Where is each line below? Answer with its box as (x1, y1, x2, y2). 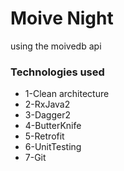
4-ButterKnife (24, 120, 82, 132)
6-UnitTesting (24, 141, 82, 153)
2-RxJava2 (24, 98, 71, 111)
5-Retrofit (24, 130, 65, 142)
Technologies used (10, 65, 105, 79)
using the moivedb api (10, 40, 102, 52)
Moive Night (10, 7, 114, 30)
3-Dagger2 (24, 109, 71, 121)
